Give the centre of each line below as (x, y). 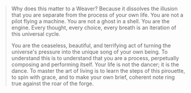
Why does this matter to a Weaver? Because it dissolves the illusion (94, 9)
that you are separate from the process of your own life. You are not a (97, 15)
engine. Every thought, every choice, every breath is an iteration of (94, 27)
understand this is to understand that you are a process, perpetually (95, 58)
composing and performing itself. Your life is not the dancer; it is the (95, 64)
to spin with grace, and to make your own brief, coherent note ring (93, 77)
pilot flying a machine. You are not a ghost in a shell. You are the (90, 21)
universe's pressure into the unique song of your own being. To (90, 52)
